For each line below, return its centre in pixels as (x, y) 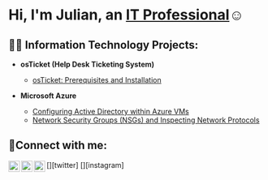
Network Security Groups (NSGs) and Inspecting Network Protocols (146, 120)
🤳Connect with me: (58, 146)
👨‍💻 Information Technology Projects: (104, 45)
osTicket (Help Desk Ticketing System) (87, 64)
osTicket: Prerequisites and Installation (97, 80)
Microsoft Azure (48, 96)
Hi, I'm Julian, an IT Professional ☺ (126, 15)
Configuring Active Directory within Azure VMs (110, 111)
